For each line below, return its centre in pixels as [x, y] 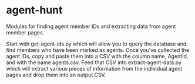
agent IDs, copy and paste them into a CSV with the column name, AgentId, [97, 56]
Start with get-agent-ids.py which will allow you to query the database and [96, 44]
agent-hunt [34, 10]
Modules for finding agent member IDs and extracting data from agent [91, 26]
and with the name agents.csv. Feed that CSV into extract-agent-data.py [94, 62]
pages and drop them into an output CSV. [56, 75]
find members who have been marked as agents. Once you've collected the [98, 50]
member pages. [25, 32]
